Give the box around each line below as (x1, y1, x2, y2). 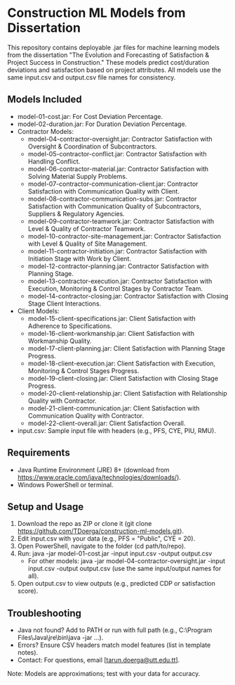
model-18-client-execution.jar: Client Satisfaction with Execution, (27, 359, 216, 367)
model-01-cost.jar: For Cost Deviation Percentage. (17, 112, 163, 120)
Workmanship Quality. (27, 337, 92, 345)
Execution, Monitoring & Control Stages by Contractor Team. (27, 284, 203, 293)
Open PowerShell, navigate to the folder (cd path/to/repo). (17, 542, 186, 551)
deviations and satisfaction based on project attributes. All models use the (7, 65, 222, 74)
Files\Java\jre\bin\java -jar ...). (17, 634, 104, 642)
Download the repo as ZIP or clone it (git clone (17, 520, 152, 528)
